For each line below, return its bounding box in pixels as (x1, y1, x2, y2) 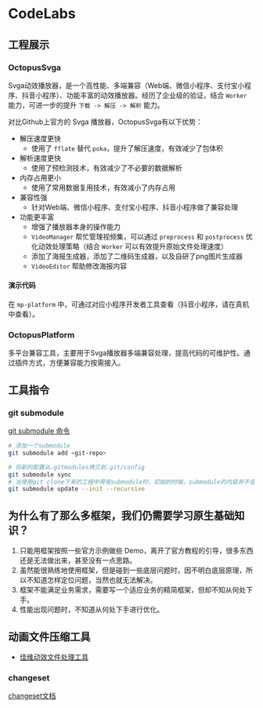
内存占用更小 (19, 173, 61, 182)
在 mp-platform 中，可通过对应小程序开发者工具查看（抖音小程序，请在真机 (8, 300, 250, 309)
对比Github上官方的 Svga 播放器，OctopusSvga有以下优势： (8, 117, 204, 126)
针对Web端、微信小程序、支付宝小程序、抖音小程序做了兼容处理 (31, 202, 239, 212)
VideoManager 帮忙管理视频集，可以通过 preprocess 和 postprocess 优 (31, 232, 253, 241)
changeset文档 (8, 692, 56, 701)
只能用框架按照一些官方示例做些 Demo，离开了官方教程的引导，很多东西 (19, 546, 254, 556)
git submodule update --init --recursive (8, 485, 146, 493)
